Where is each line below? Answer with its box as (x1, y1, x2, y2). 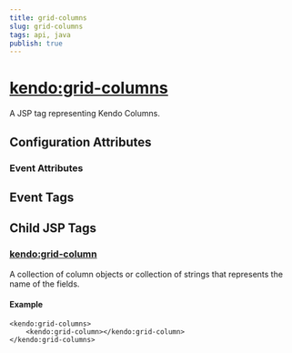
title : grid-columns (9, 13, 88, 23)
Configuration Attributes (9, 134, 152, 150)
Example (9, 299, 44, 310)
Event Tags (9, 189, 75, 205)
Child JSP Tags (9, 220, 97, 237)
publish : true (9, 38, 64, 48)
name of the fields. (9, 278, 80, 289)
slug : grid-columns (9, 22, 84, 31)
